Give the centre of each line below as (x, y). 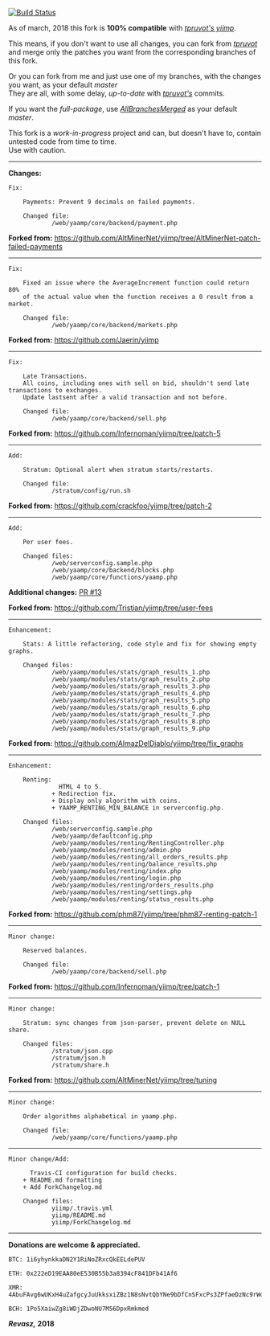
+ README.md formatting (63, 1180)
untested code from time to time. (63, 141)
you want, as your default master (63, 85)
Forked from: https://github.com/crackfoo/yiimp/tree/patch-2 (110, 506)
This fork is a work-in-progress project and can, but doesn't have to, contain (135, 133)
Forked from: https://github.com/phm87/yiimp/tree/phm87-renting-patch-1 (133, 914)
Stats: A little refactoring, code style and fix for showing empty (140, 644)
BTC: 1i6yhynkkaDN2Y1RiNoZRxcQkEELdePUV (77, 1260)
